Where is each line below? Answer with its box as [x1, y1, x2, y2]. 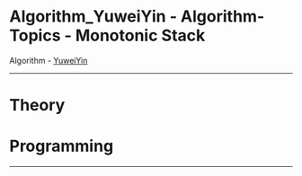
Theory [9, 95, 66, 116]
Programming [9, 136, 114, 156]
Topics [9, 25, 61, 46]
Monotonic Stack [75, 25, 206, 46]
